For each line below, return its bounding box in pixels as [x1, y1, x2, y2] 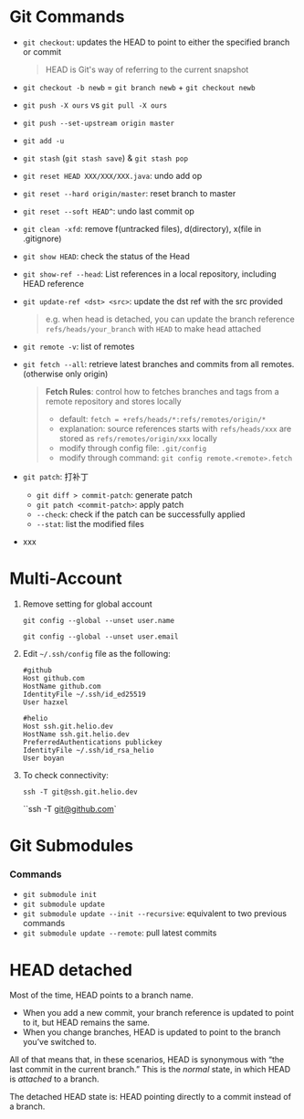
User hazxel [22, 697, 68, 707]
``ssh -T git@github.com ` [22, 803, 117, 814]
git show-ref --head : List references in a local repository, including [22, 268, 277, 280]
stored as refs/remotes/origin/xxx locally [58, 432, 217, 444]
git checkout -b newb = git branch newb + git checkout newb [22, 81, 256, 92]
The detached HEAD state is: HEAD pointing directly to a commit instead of [9, 1092, 292, 1103]
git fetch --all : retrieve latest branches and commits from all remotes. [22, 358, 295, 369]
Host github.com [22, 673, 85, 682]
